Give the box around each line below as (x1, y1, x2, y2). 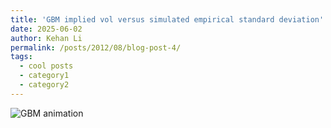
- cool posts (19, 61, 74, 71)
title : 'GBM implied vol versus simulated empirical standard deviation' (10, 14, 325, 25)
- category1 (19, 71, 70, 81)
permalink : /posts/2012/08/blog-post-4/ (10, 42, 182, 53)
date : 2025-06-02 (10, 24, 83, 34)
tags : (10, 52, 33, 62)
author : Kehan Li (10, 33, 83, 43)
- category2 (19, 80, 70, 90)
